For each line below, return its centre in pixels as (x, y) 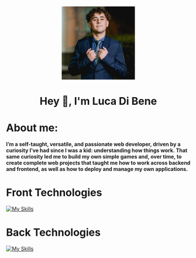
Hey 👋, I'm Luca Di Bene (98, 101)
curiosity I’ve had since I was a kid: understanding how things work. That (97, 150)
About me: (32, 128)
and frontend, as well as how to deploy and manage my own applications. (97, 169)
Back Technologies (54, 233)
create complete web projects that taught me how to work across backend (98, 163)
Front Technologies (54, 193)
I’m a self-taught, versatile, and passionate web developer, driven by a (93, 144)
